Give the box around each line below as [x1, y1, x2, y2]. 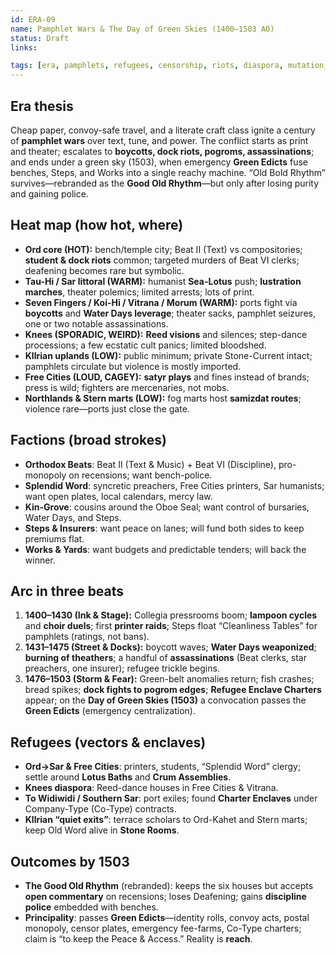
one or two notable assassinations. [24, 317, 169, 330]
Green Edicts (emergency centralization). [24, 705, 196, 717]
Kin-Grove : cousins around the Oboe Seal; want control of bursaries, [24, 501, 310, 513]
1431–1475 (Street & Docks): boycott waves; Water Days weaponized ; [24, 641, 317, 653]
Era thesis [10, 97, 74, 115]
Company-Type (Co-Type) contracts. [24, 803, 177, 815]
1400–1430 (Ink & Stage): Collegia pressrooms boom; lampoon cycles [24, 609, 318, 621]
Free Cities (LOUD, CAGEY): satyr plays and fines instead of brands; [24, 371, 310, 383]
